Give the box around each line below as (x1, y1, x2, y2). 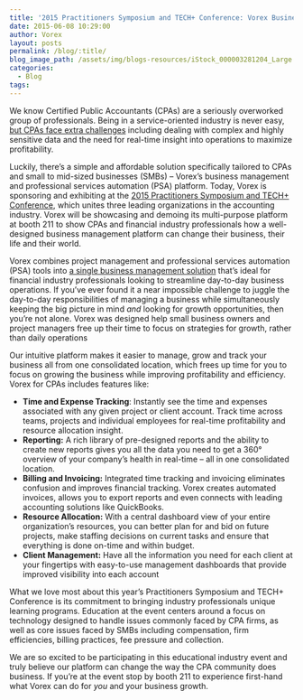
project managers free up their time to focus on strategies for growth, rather (9, 322, 292, 333)
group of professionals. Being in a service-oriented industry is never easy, (9, 115, 285, 126)
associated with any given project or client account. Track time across (22, 406, 283, 416)
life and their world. (9, 238, 81, 248)
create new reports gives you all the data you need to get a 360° (22, 443, 262, 454)
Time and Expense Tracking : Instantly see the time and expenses (22, 396, 268, 406)
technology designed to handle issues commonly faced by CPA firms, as (9, 615, 280, 626)
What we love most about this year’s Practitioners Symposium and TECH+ (9, 586, 284, 597)
